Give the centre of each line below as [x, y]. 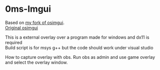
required [14, 42]
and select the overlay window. [36, 62]
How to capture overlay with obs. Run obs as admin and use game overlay [80, 57]
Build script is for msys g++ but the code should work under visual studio [79, 47]
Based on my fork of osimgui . [35, 23]
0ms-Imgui [28, 9]
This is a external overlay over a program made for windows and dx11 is [77, 37]
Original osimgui [22, 27]
